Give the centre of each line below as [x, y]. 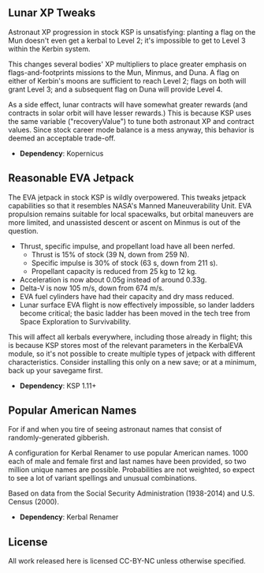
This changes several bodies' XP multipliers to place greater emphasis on [127, 64]
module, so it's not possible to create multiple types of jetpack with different [132, 354]
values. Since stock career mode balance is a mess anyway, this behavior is [131, 129]
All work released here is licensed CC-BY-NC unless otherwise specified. [127, 561]
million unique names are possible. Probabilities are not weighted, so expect [132, 470]
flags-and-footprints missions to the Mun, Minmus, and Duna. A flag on [124, 72]
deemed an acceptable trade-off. [62, 138]
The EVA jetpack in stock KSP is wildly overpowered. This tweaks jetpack [127, 197]
